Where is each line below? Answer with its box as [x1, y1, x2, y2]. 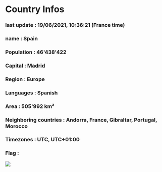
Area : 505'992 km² [5, 102, 55, 109]
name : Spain [5, 35, 38, 42]
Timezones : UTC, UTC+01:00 [5, 136, 80, 143]
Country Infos [5, 4, 65, 15]
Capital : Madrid [5, 62, 45, 69]
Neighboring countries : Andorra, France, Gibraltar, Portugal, [5, 116, 157, 123]
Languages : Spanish [5, 89, 58, 96]
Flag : [5, 150, 19, 157]
